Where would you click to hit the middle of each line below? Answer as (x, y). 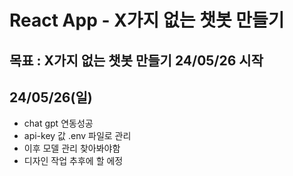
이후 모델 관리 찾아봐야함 (72, 148)
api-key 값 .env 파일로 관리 (77, 136)
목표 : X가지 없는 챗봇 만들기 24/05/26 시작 (136, 60)
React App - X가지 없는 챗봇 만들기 (147, 20)
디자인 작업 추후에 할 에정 (73, 161)
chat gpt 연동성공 (58, 123)
